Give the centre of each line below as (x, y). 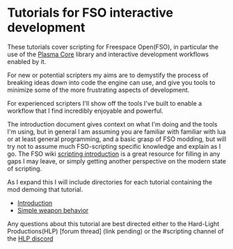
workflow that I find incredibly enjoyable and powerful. (85, 111)
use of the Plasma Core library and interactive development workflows (108, 54)
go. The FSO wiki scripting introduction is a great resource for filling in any (114, 154)
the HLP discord (30, 239)
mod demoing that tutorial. (45, 189)
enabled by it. (27, 61)
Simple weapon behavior (53, 210)
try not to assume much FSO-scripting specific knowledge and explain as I (114, 146)
